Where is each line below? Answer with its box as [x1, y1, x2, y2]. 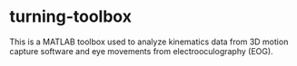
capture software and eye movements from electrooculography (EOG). [9, 45, 274, 56]
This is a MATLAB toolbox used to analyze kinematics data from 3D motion [9, 36, 289, 47]
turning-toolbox [9, 6, 132, 27]
